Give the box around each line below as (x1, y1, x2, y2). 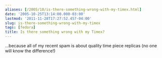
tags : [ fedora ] (5, 25, 36, 30)
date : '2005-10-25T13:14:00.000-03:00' (5, 12, 86, 16)
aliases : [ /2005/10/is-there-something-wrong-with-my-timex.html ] (5, 7, 142, 12)
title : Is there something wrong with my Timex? (5, 29, 105, 34)
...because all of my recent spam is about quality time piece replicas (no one (5, 43, 157, 48)
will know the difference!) (5, 48, 56, 54)
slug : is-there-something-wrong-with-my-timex (5, 20, 101, 26)
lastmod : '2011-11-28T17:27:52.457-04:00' (5, 16, 92, 21)
